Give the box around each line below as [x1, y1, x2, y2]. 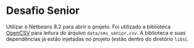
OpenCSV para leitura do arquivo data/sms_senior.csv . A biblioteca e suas [6, 29, 186, 36]
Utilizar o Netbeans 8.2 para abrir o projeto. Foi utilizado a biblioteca [6, 23, 171, 30]
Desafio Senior [6, 4, 80, 17]
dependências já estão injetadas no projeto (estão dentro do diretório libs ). [6, 35, 189, 42]
